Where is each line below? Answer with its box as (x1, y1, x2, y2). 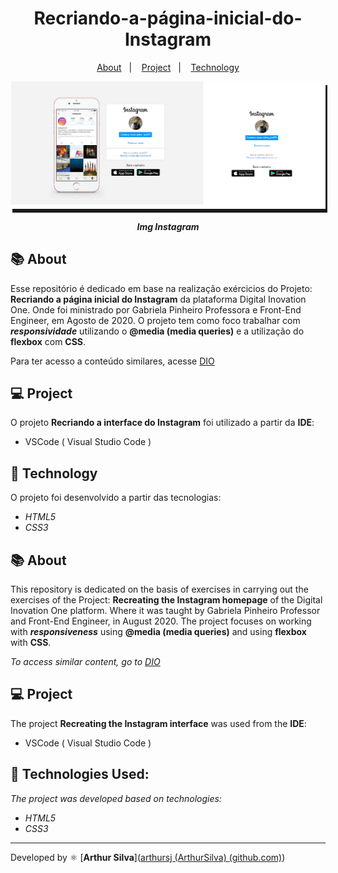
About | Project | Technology (96, 61, 240, 73)
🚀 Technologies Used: (10, 766, 150, 783)
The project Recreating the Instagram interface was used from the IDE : (10, 717, 307, 729)
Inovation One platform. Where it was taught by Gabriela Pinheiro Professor (10, 605, 321, 617)
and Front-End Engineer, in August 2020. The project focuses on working (10, 615, 312, 627)
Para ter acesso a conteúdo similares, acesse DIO (10, 355, 215, 367)
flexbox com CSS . (10, 335, 87, 347)
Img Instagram (136, 220, 200, 232)
